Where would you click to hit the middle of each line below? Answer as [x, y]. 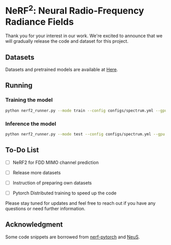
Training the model [29, 100]
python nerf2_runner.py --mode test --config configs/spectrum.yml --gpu [85, 134]
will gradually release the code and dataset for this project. [67, 41]
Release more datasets [37, 172]
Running [19, 85]
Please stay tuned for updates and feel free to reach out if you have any [80, 203]
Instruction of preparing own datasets [52, 183]
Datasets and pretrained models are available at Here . [62, 70]
